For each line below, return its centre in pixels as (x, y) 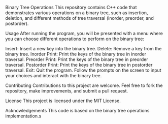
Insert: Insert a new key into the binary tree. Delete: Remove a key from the (83, 49)
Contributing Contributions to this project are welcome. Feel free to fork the (84, 85)
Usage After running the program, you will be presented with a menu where (84, 33)
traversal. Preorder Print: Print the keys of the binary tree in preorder (77, 59)
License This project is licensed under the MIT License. (63, 101)
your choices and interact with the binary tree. (54, 75)
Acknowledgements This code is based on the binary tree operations (77, 111)
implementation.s (23, 116)
